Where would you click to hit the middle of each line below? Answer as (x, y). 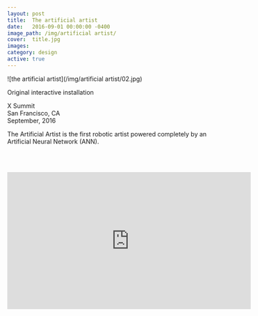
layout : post (26, 14)
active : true (26, 59)
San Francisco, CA (34, 113)
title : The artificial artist (53, 20)
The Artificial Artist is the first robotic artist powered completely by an (107, 134)
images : (18, 46)
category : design (32, 53)
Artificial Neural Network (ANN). (53, 141)
